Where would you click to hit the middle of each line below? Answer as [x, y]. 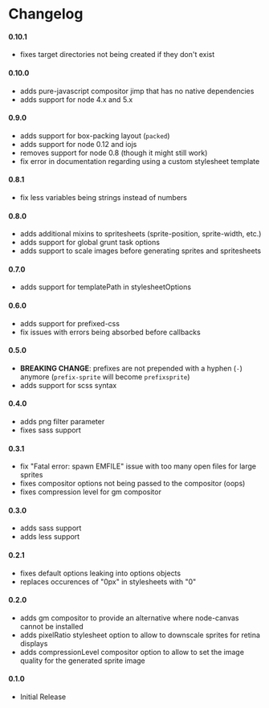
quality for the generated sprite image [83, 661]
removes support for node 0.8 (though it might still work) [114, 153]
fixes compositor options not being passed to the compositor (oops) [132, 484]
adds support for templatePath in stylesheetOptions [105, 287]
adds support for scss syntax [68, 385]
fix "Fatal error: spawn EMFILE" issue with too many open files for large [138, 466]
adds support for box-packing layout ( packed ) [95, 135]
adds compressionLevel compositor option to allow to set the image [132, 652]
